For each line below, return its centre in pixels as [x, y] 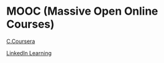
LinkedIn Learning [29, 53]
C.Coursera [21, 41]
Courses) [31, 24]
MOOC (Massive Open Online [82, 11]
